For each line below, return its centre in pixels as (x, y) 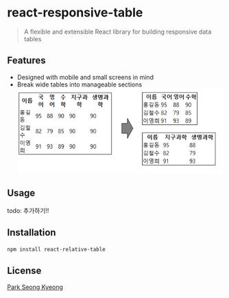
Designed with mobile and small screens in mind (85, 77)
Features (26, 61)
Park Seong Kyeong (35, 287)
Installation (32, 232)
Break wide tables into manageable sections (80, 84)
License (24, 270)
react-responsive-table (75, 13)
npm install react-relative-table (57, 249)
